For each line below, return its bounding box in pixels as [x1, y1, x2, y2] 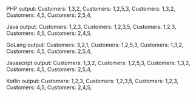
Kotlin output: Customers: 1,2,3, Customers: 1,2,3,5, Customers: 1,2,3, [6, 78, 179, 84]
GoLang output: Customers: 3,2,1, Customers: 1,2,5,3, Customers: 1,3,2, [6, 42, 184, 48]
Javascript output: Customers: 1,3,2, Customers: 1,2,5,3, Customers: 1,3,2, [6, 60, 191, 66]
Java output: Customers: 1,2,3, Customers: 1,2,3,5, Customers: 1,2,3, [6, 23, 177, 30]
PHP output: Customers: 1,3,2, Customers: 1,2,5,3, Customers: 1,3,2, [6, 5, 175, 12]
